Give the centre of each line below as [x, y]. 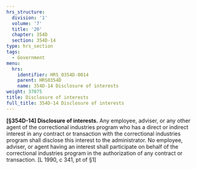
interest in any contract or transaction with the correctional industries [94, 133]
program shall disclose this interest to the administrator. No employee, [95, 140]
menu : [13, 63]
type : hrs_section [30, 47]
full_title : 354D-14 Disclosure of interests [65, 103]
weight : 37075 [24, 92]
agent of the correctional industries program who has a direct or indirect [97, 127]
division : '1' [30, 18]
